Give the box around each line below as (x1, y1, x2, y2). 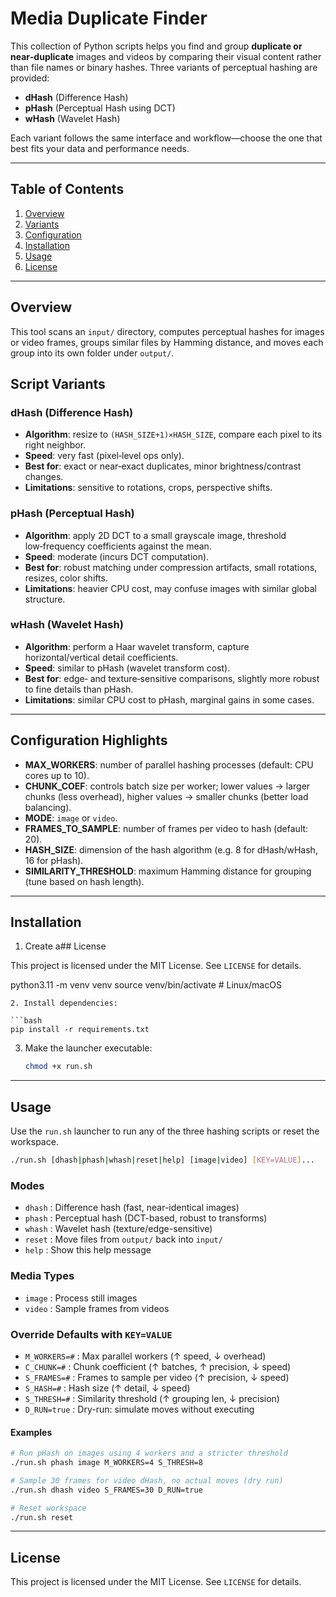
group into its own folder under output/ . (10, 347, 175, 359)
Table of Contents (10, 181, 125, 198)
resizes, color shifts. (24, 572, 108, 584)
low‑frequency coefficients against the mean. (24, 540, 212, 552)
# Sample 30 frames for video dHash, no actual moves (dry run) (10, 1475, 284, 1486)
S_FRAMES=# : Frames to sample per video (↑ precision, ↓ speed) (24, 1371, 290, 1383)
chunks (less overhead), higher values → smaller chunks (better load (24, 790, 309, 802)
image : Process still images (24, 1292, 138, 1304)
